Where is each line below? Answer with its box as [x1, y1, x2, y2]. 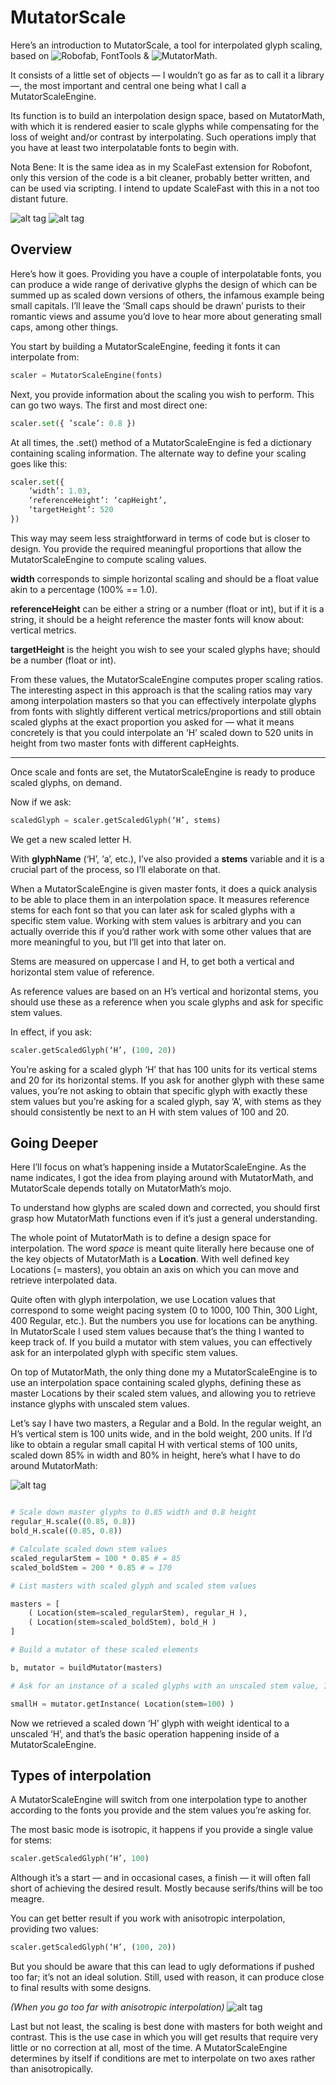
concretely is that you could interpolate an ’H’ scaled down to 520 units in [10, 726, 314, 738]
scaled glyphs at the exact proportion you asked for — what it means [10, 716, 295, 728]
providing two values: [10, 1923, 99, 1935]
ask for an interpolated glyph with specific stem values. [10, 1347, 238, 1359]
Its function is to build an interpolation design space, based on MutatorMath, [10, 109, 326, 121]
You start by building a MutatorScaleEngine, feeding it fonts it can [10, 340, 281, 352]
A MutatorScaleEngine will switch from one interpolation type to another [10, 1794, 308, 1806]
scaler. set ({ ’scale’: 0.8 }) [10, 418, 137, 428]
